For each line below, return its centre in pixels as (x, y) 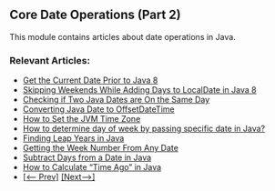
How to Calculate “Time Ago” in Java (92, 167)
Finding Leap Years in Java (73, 138)
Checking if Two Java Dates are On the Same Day (116, 100)
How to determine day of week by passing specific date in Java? (144, 129)
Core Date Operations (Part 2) (95, 15)
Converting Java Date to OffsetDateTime (98, 109)
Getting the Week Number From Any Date (101, 148)
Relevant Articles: (50, 60)
